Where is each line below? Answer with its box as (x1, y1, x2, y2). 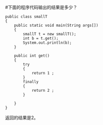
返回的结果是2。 (5, 115, 39, 121)
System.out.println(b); (23, 40, 72, 45)
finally (23, 79, 39, 84)
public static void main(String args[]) (14, 23, 99, 28)
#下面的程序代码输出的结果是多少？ (5, 4, 78, 10)
